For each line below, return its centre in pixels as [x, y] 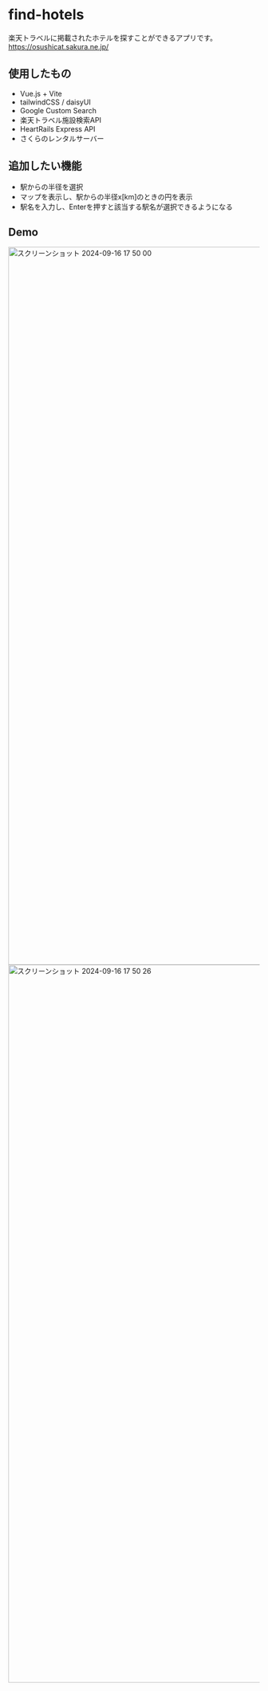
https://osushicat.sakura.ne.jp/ [59, 46]
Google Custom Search [58, 110]
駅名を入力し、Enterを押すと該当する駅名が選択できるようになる [126, 207]
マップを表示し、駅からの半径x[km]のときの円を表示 [106, 196]
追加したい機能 [45, 166]
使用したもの [40, 74]
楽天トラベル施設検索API [61, 120]
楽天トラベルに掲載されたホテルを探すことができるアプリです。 [113, 37]
